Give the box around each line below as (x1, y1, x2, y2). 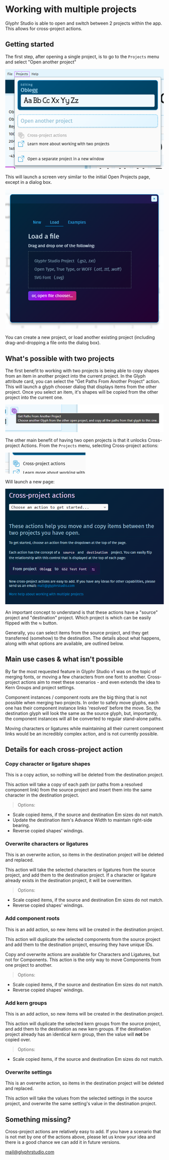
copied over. (5, 1037, 31, 1043)
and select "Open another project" (5, 59, 76, 65)
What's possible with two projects (5, 354, 115, 363)
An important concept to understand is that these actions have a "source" (5, 609, 158, 615)
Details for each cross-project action (5, 745, 123, 754)
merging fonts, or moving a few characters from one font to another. (5, 674, 147, 680)
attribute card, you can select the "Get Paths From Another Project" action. (5, 379, 160, 385)
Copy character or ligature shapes (5, 760, 91, 767)
